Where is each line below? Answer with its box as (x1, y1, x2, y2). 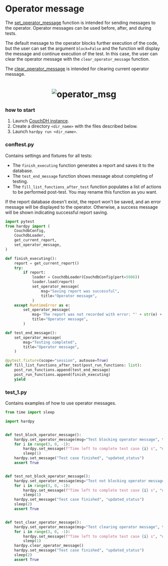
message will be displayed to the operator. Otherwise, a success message (5, 204, 158, 210)
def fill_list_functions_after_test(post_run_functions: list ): (5, 363, 142, 368)
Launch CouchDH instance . (12, 118, 69, 124)
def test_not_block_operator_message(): (5, 474, 91, 479)
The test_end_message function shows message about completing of (12, 173, 153, 179)
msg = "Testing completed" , (23, 340, 77, 345)
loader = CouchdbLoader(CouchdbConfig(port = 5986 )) (31, 274, 140, 280)
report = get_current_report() (14, 260, 79, 266)
